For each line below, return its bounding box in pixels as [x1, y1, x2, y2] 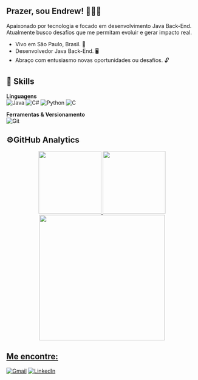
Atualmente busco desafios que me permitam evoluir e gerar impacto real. [6, 29, 193, 36]
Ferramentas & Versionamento [6, 111, 85, 118]
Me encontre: [6, 351, 59, 362]
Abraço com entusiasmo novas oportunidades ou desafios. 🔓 [15, 56, 169, 64]
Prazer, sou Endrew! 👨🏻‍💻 [6, 6, 102, 16]
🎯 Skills [6, 77, 35, 87]
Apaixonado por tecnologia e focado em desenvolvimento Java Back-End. [6, 22, 192, 29]
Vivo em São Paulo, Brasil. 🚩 [15, 40, 86, 47]
